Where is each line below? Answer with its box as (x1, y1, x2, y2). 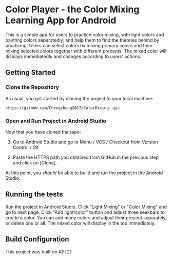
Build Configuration (5, 235, 69, 244)
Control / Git (12, 144, 39, 150)
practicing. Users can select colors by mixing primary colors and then (5, 42, 153, 48)
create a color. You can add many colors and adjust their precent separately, (5, 214, 167, 220)
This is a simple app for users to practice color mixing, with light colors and (5, 31, 164, 38)
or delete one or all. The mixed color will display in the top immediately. (5, 220, 156, 226)
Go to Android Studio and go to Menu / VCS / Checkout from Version (12, 139, 158, 145)
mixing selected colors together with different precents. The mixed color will (5, 48, 167, 54)
